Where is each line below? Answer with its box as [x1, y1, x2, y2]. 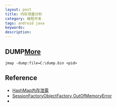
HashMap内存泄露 [12, 87, 49, 93]
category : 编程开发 [5, 16, 42, 21]
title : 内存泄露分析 [5, 12, 42, 17]
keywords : [5, 25, 25, 30]
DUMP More [5, 48, 41, 56]
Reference [5, 74, 38, 82]
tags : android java [5, 20, 45, 26]
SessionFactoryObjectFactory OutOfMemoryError [12, 93, 112, 99]
